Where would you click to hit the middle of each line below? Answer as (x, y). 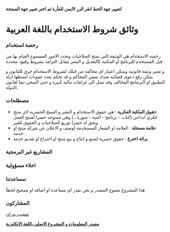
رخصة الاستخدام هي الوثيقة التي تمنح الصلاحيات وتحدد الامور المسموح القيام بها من (83, 56)
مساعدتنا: (16, 179)
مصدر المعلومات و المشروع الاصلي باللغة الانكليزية (52, 224)
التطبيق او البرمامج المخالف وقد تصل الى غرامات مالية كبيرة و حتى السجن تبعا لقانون (86, 82)
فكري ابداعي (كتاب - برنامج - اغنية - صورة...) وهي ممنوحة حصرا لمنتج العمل (85, 117)
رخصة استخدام (22, 45)
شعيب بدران (17, 214)
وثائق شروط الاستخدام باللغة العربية (72, 29)
